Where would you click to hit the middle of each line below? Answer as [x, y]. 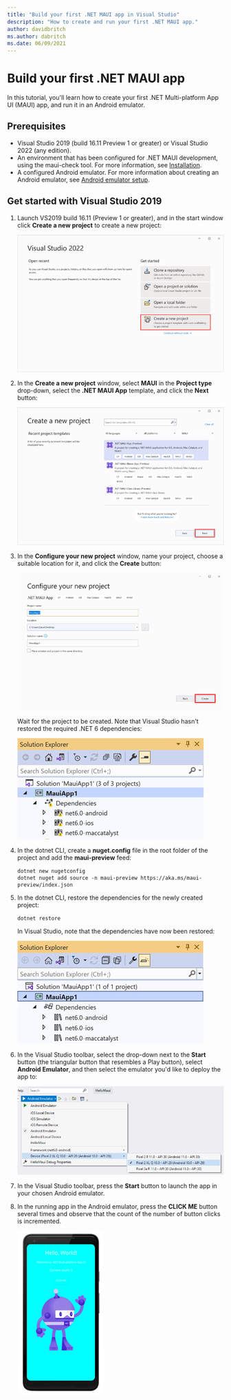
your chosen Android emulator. [61, 1194]
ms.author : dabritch [37, 36]
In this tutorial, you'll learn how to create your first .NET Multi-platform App [113, 98]
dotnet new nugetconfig [51, 871]
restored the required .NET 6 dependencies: [79, 728]
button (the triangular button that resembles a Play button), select [110, 1062]
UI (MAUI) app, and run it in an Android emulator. [76, 105]
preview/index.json [45, 884]
